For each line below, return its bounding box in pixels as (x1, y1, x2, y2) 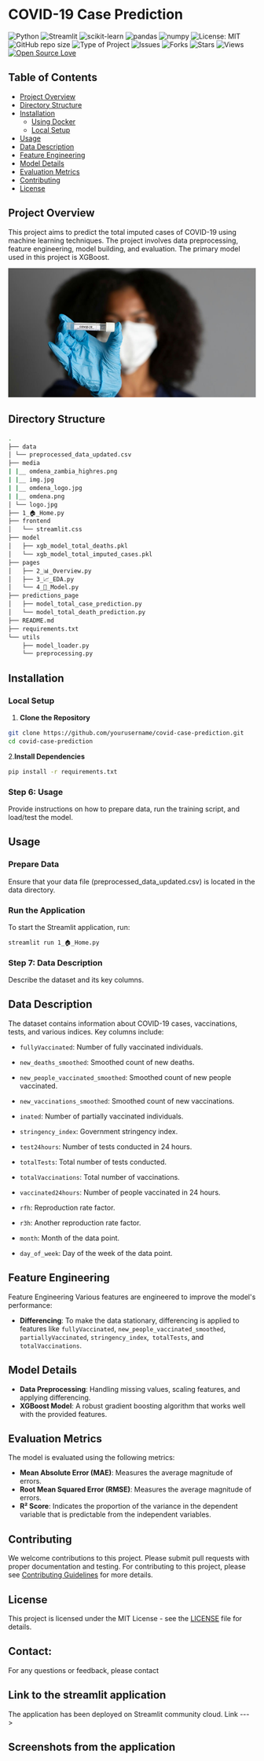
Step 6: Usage (8, 786, 64, 797)
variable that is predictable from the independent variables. (19, 1510, 212, 1519)
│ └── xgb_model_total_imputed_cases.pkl (8, 550, 153, 558)
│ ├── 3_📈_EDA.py (8, 575, 75, 583)
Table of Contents (8, 71, 98, 84)
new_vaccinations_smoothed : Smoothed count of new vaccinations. (19, 1096, 235, 1105)
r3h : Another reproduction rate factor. (19, 1217, 141, 1227)
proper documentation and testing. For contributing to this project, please (8, 1561, 246, 1572)
